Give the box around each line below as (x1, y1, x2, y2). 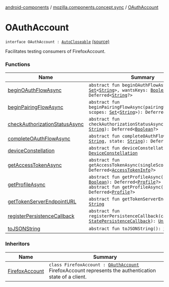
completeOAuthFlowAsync (8, 135, 70, 142)
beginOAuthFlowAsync (8, 87, 62, 94)
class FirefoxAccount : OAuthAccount (48, 262, 139, 267)
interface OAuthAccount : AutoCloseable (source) (5, 38, 110, 44)
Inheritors (5, 240, 30, 247)
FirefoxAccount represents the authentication (48, 267, 156, 274)
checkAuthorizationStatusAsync (8, 121, 84, 128)
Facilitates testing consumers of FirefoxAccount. (5, 48, 106, 54)
